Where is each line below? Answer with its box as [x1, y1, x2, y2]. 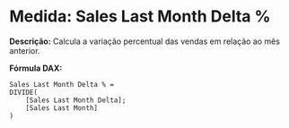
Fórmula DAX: [9, 63, 63, 73]
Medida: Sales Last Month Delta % [9, 6, 271, 27]
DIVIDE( [9, 88, 39, 97]
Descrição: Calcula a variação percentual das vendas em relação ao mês [9, 36, 281, 47]
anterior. [9, 45, 40, 55]
